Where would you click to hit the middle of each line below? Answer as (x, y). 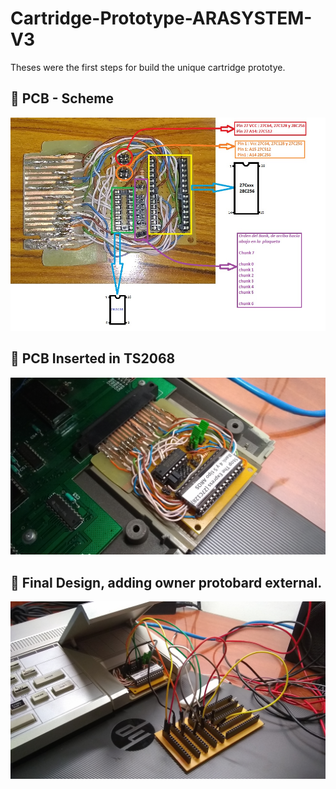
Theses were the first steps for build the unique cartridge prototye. (148, 67)
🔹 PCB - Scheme (62, 98)
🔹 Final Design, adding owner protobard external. (166, 582)
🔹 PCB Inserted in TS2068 (93, 358)
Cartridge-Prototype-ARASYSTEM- (161, 18)
